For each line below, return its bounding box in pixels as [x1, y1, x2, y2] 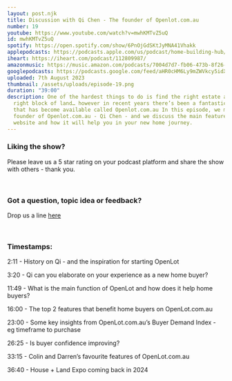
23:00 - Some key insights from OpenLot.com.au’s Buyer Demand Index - [7, 318, 216, 326]
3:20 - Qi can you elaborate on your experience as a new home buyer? [7, 271, 209, 280]
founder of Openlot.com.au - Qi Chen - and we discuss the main [13, 113, 202, 119]
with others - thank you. [7, 165, 75, 173]
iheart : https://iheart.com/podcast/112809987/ [7, 55, 147, 62]
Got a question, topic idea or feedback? [7, 195, 142, 205]
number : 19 [7, 23, 39, 30]
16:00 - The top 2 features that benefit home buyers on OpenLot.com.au [7, 305, 213, 313]
